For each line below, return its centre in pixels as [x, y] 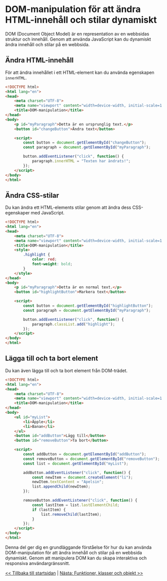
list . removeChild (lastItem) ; [71, 514]
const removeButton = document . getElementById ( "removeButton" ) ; [91, 459]
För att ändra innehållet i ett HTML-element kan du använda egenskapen [80, 72]
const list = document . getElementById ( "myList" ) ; [76, 463]
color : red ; [44, 260]
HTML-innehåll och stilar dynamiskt [81, 20]
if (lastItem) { [49, 510]
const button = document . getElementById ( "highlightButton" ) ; [88, 306]
